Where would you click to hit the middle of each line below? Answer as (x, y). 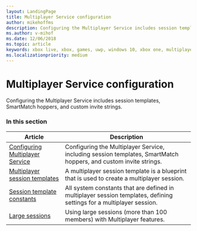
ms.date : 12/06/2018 (31, 39)
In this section (27, 122)
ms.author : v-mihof (30, 33)
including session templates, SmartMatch (122, 154)
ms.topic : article (28, 45)
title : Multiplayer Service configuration (59, 17)
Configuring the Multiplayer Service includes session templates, (83, 100)
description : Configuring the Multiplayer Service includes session (91, 28)
